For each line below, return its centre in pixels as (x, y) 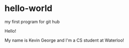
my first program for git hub (32, 22)
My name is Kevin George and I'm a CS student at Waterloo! (64, 40)
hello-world (29, 8)
